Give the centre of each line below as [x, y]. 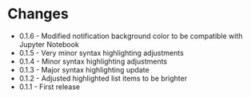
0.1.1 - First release [50, 86]
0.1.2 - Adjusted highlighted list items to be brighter [103, 78]
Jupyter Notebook [49, 44]
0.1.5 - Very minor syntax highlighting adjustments [102, 53]
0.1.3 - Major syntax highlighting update [84, 69]
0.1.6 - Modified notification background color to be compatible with [131, 36]
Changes [38, 14]
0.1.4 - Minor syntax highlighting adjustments [93, 61]
